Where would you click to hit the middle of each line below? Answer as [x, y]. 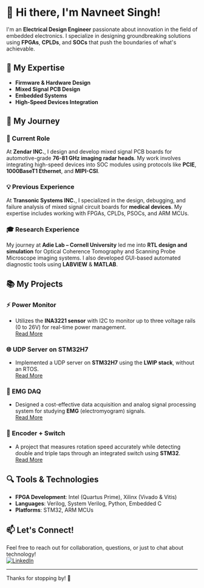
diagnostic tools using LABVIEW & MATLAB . [62, 264]
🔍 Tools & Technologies [53, 480]
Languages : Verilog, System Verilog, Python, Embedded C [88, 504]
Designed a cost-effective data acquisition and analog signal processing [105, 405]
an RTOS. [27, 369]
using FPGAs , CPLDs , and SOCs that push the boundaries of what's [91, 42]
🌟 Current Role [28, 138]
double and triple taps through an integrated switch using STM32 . [98, 453]
